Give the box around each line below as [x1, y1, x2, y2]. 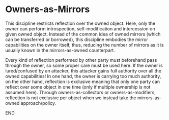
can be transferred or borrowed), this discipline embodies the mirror [5, 36, 149, 43]
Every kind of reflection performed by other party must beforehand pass [5, 57, 157, 63]
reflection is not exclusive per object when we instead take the [5, 95, 136, 101]
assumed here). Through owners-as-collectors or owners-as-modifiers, [5, 89, 156, 95]
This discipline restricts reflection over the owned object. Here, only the [5, 20, 156, 26]
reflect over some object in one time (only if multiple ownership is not [5, 84, 151, 90]
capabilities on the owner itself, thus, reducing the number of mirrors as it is [5, 42, 164, 48]
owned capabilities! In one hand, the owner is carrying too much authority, [5, 73, 161, 79]
